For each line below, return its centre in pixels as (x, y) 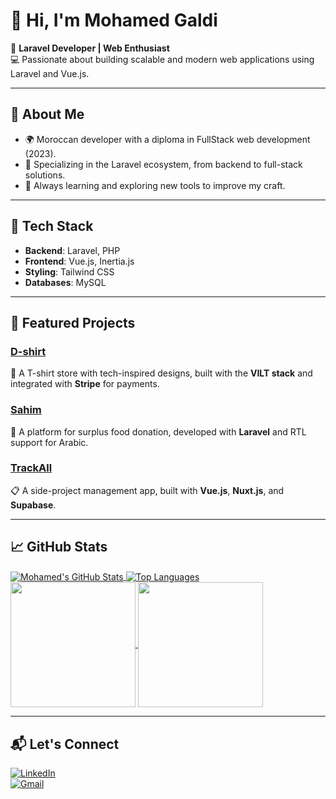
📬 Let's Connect (65, 744)
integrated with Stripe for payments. (85, 384)
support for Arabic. (49, 442)
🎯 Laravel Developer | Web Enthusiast (90, 48)
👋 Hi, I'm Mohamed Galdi (114, 20)
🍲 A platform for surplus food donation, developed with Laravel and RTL (158, 431)
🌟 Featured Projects (73, 322)
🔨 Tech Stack (52, 226)
